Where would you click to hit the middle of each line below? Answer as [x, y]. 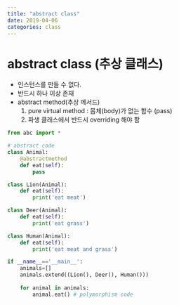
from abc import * [34, 133]
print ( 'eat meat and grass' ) [75, 249]
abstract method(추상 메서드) [59, 102]
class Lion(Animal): [38, 184]
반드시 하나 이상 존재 [46, 93]
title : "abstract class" [44, 14]
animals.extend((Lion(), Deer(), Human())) [85, 275]
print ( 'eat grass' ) [61, 223]
